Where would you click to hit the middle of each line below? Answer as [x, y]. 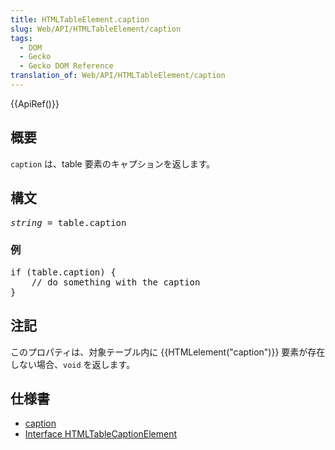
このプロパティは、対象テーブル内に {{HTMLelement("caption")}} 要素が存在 [168, 352]
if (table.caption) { [63, 272]
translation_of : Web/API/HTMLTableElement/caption [118, 76]
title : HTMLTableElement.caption [80, 19]
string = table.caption [68, 222]
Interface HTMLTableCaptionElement [101, 434]
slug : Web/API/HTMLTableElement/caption [96, 29]
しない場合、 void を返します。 [73, 364]
